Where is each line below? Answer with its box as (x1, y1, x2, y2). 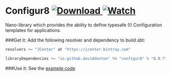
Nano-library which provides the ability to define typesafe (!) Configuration (5, 22, 162, 28)
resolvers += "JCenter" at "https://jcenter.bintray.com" (5, 47, 131, 52)
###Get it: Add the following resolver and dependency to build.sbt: (5, 37, 146, 43)
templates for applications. (5, 27, 61, 33)
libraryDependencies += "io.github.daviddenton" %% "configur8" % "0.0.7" (5, 56, 167, 61)
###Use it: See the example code (5, 65, 75, 71)
